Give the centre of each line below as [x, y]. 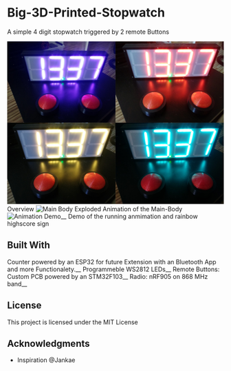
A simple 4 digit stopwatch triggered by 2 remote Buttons [88, 32]
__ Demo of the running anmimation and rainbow [129, 216]
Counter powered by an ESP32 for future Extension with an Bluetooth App [112, 262]
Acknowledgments [49, 343]
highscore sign [28, 223]
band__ [17, 284]
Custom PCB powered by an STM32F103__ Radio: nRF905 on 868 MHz [108, 276]
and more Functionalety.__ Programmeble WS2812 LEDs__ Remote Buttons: [113, 269]
